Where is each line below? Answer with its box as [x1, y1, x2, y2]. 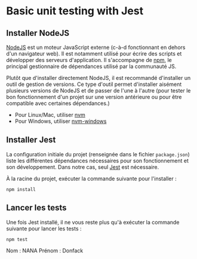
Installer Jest [6, 135, 56, 145]
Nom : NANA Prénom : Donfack [6, 246, 84, 254]
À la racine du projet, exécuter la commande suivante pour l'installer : [6, 175, 177, 182]
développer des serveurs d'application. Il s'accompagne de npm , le [6, 57, 172, 63]
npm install [6, 186, 36, 192]
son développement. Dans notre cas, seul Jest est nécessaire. [6, 163, 159, 171]
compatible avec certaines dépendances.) [6, 100, 110, 107]
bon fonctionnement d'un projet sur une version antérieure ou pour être [6, 94, 182, 100]
